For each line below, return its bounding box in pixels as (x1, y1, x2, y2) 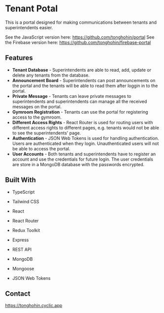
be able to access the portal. (12, 145, 70, 151)
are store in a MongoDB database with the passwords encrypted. (12, 161, 145, 167)
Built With (5, 176, 36, 184)
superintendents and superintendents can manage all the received (12, 98, 147, 104)
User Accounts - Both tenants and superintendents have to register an (12, 151, 156, 157)
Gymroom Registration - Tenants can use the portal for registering (12, 109, 148, 115)
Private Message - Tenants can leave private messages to (12, 93, 131, 99)
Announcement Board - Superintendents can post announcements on (12, 77, 156, 83)
